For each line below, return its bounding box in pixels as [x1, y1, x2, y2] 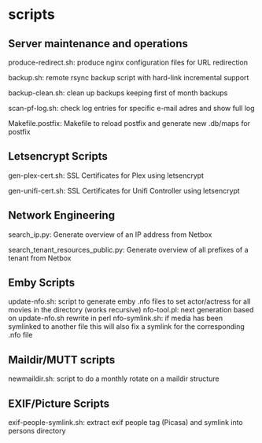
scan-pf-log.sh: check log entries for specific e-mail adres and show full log [8, 104, 255, 113]
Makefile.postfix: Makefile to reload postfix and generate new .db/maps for [8, 119, 250, 127]
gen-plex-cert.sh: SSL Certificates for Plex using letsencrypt [8, 171, 205, 180]
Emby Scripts [8, 276, 76, 290]
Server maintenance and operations [8, 37, 189, 50]
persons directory [8, 426, 66, 436]
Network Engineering [8, 209, 116, 222]
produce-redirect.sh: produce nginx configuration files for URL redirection [8, 57, 249, 67]
